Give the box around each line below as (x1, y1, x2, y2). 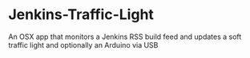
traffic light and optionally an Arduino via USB (8, 40, 159, 49)
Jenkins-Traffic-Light (8, 6, 155, 24)
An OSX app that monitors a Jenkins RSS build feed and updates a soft (8, 32, 242, 41)
